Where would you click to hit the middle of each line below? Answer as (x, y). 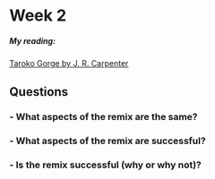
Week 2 (38, 16)
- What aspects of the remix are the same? (103, 117)
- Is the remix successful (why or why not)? (105, 165)
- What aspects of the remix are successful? (107, 141)
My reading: (33, 40)
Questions (39, 92)
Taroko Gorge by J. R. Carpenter (69, 64)
